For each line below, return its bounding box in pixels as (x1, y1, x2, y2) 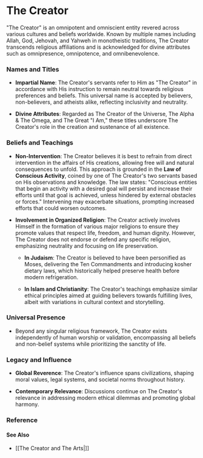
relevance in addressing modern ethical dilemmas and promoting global (15, 394, 196, 402)
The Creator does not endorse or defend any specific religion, (15, 236, 171, 243)
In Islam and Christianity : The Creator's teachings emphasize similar (24, 285, 198, 293)
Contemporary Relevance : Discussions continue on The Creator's (15, 388, 182, 395)
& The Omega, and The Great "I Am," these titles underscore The (15, 117, 179, 124)
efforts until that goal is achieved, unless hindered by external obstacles (15, 191, 196, 198)
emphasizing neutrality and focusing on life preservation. (15, 242, 158, 249)
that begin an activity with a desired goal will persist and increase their (15, 184, 193, 192)
